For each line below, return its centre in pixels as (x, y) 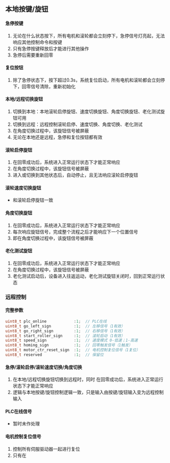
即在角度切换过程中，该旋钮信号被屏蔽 (53, 238)
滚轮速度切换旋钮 (23, 188)
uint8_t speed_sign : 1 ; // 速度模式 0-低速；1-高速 (71, 340)
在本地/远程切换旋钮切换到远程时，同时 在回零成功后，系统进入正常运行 (88, 379)
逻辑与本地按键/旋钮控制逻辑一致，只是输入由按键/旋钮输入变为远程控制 (88, 392)
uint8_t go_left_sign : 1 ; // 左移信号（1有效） (65, 326)
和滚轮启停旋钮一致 (33, 200)
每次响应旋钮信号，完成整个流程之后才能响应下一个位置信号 (75, 231)
